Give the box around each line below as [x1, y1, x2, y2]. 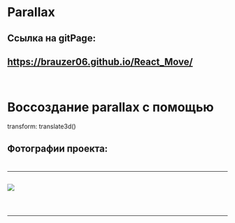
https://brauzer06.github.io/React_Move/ [7, 55, 194, 67]
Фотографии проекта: [7, 142, 108, 154]
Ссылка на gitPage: [7, 32, 97, 44]
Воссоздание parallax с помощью [7, 99, 215, 115]
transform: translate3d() [7, 122, 76, 130]
